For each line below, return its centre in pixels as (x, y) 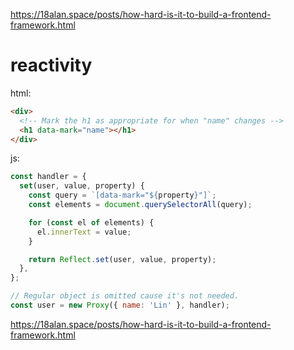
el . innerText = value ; (84, 232)
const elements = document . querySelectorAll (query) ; (140, 205)
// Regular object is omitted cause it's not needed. (125, 296)
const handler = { (48, 177)
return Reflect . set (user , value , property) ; (122, 259)
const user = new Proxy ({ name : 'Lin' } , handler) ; (120, 305)
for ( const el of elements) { (91, 222)
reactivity (51, 65)
